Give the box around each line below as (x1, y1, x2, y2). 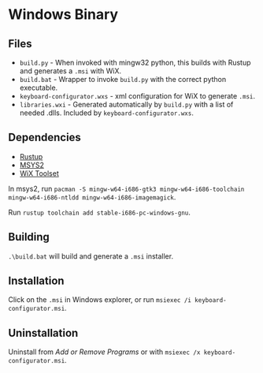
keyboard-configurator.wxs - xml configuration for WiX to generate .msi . (19, 91, 256, 100)
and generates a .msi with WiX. (19, 66, 122, 76)
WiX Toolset (19, 168, 59, 178)
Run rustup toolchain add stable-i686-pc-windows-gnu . (8, 207, 191, 217)
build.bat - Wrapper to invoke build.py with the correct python (19, 75, 227, 84)
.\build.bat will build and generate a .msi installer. (8, 251, 174, 261)
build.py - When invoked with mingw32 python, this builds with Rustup (19, 58, 251, 67)
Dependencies (8, 131, 81, 144)
